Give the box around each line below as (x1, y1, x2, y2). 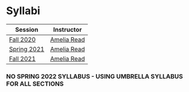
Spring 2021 (9, 45, 45, 53)
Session (15, 25, 38, 34)
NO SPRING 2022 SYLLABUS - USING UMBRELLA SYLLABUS (6, 72, 183, 80)
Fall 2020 (9, 35, 36, 44)
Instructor (53, 25, 82, 34)
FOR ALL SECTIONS (6, 80, 64, 88)
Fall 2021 (9, 54, 36, 63)
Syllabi (6, 4, 40, 18)
